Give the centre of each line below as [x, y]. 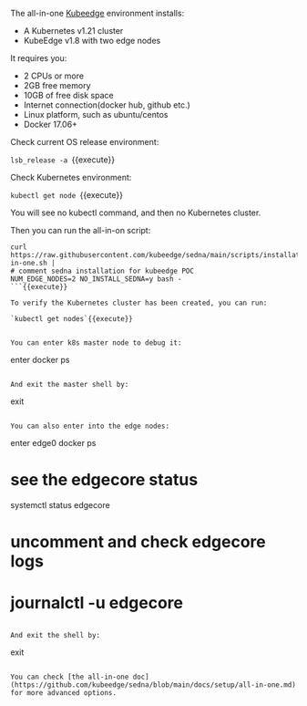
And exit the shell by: [56, 636]
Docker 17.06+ [51, 124]
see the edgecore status [104, 480]
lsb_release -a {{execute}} [63, 160]
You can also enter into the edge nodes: [90, 426]
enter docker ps [40, 360]
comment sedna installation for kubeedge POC [107, 271]
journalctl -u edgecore [97, 603]
